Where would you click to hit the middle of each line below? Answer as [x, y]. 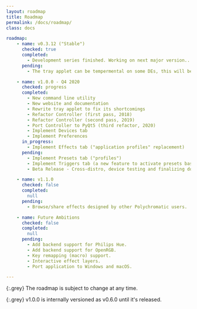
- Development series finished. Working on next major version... [110, 60]
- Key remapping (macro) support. [69, 256]
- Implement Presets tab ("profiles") [74, 158]
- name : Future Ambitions [48, 218]
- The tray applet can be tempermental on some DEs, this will [106, 71]
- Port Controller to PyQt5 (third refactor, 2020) [92, 125]
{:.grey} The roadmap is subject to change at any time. [72, 288]
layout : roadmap [26, 11]
